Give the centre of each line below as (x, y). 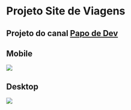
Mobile (20, 53)
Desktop (23, 86)
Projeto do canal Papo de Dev (62, 33)
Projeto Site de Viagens (66, 11)
